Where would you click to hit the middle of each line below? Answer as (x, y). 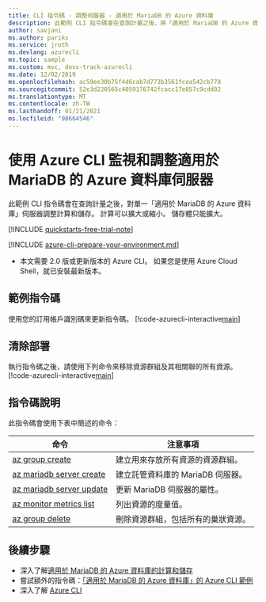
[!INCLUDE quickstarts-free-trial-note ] (71, 229)
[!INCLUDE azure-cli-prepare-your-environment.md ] (94, 244)
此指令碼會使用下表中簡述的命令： (64, 423)
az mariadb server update (60, 490)
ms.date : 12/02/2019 (42, 74)
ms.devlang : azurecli (44, 52)
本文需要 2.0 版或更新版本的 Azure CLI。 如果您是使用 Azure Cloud (128, 261)
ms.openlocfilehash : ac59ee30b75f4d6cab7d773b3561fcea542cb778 (115, 82)
